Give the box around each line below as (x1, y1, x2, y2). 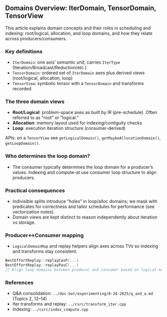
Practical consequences (5, 187, 65, 194)
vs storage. (12, 219, 36, 225)
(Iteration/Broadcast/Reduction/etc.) (12, 65, 87, 71)
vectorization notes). (12, 209, 55, 214)
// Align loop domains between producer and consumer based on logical (5, 267, 157, 273)
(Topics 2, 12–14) (12, 296, 47, 302)
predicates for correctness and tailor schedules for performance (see (12, 204, 155, 210)
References (5, 279, 34, 286)
